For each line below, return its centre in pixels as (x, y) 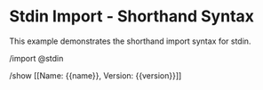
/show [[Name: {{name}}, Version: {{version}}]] (96, 75)
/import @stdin (36, 58)
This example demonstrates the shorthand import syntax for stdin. (130, 41)
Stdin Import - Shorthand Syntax (132, 16)
